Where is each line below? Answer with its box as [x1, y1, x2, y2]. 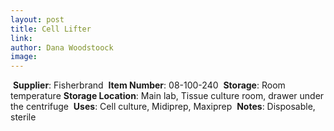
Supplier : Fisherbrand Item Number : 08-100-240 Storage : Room [12, 79, 286, 91]
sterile [10, 111, 37, 123]
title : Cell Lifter [10, 24, 92, 34]
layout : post [10, 14, 65, 25]
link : [10, 33, 33, 43]
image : [10, 52, 38, 62]
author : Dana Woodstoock [10, 42, 114, 53]
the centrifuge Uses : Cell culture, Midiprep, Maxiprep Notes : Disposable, [10, 101, 316, 113]
